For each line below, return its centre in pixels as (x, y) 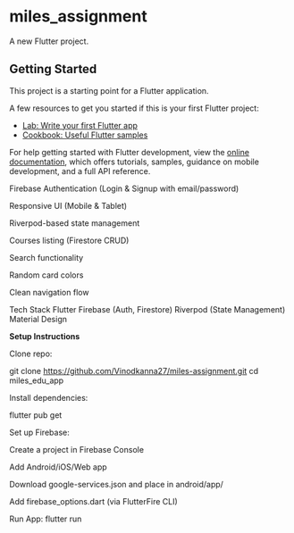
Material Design (38, 319)
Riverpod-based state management (75, 223)
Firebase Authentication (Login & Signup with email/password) (124, 188)
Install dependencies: (49, 397)
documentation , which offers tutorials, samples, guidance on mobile (134, 162)
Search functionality (46, 257)
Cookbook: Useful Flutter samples (85, 135)
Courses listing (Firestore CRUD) (69, 240)
